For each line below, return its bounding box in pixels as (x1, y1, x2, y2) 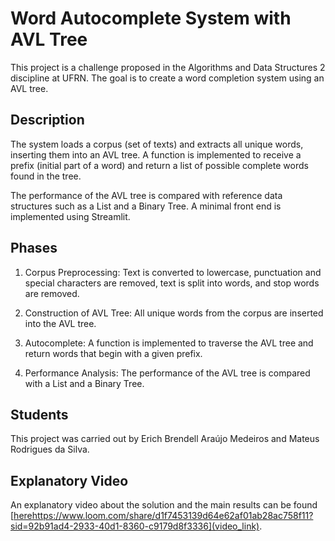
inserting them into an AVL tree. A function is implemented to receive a (10, 148, 302, 161)
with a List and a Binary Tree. (24, 377, 145, 389)
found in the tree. (10, 170, 82, 182)
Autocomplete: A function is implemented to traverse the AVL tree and (24, 337, 314, 349)
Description (10, 112, 85, 129)
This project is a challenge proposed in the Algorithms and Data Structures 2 (10, 61, 326, 73)
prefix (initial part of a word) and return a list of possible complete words (10, 159, 309, 171)
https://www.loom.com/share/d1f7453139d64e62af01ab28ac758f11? (31, 510, 314, 522)
